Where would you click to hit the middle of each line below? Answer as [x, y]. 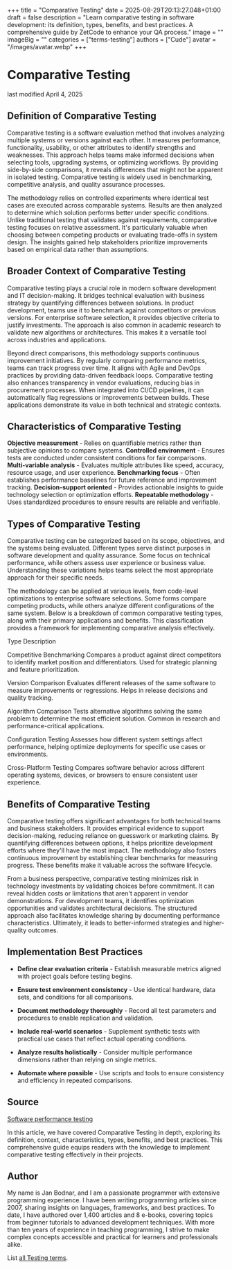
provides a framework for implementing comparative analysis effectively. [111, 628]
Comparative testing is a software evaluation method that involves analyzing [116, 133]
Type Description [32, 641]
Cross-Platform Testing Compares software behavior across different [106, 768]
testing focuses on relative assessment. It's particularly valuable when [107, 227]
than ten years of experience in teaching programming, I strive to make [108, 1230]
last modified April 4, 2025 [45, 94]
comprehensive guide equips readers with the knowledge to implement [109, 1147]
